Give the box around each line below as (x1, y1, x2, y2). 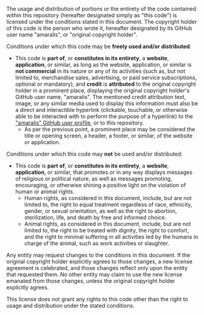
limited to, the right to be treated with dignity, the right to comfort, (24, 227, 189, 234)
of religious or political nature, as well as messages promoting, (15, 175, 172, 182)
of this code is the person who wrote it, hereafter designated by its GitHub (6, 24, 192, 32)
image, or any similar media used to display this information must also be (15, 100, 199, 107)
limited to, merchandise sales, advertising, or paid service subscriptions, (15, 74, 197, 81)
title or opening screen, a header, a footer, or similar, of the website (24, 132, 193, 139)
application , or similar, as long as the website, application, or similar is (15, 61, 192, 68)
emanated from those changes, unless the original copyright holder (6, 277, 175, 285)
